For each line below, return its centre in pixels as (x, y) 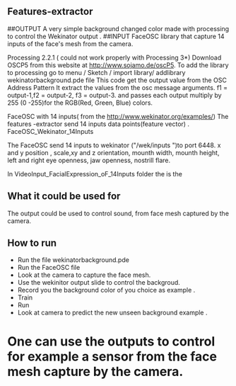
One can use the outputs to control (111, 341)
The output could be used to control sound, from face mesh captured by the (118, 213)
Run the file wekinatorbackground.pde (73, 260)
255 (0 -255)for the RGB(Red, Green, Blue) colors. (80, 103)
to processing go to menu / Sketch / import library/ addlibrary (96, 72)
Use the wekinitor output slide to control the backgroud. (99, 283)
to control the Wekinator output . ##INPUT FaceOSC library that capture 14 (116, 36)
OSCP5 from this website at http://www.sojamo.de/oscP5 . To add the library (118, 65)
